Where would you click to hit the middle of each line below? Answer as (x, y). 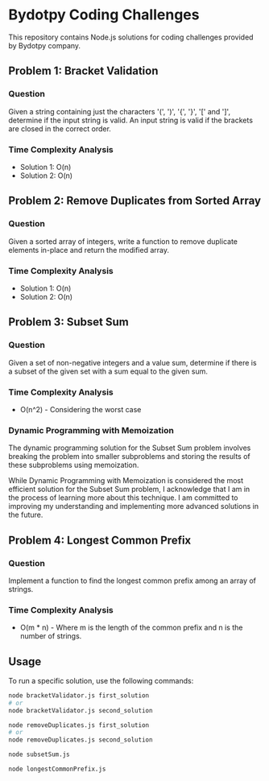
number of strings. (51, 636)
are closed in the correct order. (60, 128)
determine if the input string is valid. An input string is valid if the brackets (131, 120)
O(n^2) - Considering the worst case (81, 409)
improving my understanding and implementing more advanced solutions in (134, 506)
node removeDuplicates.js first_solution (79, 725)
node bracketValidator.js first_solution (79, 695)
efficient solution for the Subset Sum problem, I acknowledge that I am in (129, 490)
